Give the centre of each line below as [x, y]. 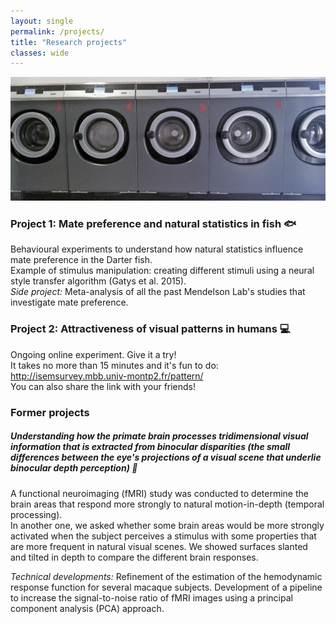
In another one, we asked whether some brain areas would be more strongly [167, 525]
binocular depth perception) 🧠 [74, 468]
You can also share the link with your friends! [103, 386]
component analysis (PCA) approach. [87, 608]
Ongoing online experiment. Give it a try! [93, 354]
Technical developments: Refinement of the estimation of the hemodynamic [166, 576]
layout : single [42, 21]
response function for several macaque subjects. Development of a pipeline [166, 587]
